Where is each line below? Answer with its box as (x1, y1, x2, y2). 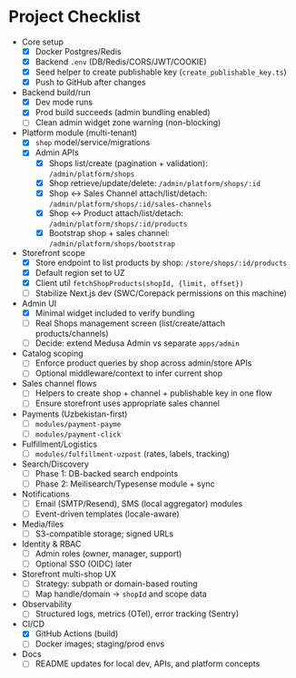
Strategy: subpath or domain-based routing (35, 578, 198, 589)
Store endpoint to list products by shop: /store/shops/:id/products (35, 257, 288, 268)
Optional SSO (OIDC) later (35, 558, 133, 569)
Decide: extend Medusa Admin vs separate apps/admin (35, 338, 240, 349)
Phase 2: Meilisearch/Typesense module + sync (35, 478, 215, 489)
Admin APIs (35, 147, 79, 158)
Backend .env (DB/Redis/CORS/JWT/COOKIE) (35, 56, 207, 67)
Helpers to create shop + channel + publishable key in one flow (35, 388, 272, 398)
